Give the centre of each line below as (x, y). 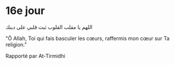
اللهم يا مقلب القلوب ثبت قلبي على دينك (49, 27)
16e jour (25, 11)
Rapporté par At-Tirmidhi (35, 56)
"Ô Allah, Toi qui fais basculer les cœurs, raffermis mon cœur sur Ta (88, 38)
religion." (16, 45)
